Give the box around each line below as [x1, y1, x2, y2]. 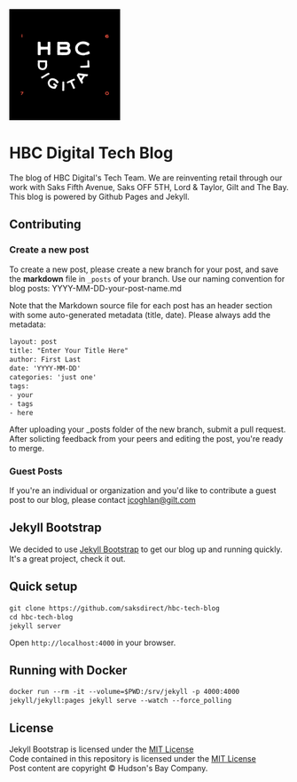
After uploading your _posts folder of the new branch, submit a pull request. [9, 424, 286, 435]
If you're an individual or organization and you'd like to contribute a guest [9, 484, 277, 496]
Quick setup [9, 579, 78, 594]
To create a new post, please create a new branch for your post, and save [9, 264, 279, 275]
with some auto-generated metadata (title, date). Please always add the [9, 309, 271, 320]
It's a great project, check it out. [9, 553, 126, 563]
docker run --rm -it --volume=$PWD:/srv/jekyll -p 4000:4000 [9, 688, 240, 697]
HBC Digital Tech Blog [9, 143, 174, 164]
